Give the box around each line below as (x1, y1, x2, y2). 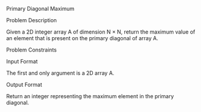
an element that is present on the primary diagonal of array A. (6, 35, 158, 41)
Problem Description (6, 17, 57, 23)
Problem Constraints (6, 46, 57, 53)
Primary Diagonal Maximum (6, 5, 75, 12)
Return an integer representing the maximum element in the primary (6, 93, 174, 99)
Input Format (6, 58, 38, 65)
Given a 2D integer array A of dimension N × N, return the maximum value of (6, 28, 196, 35)
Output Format (6, 81, 43, 88)
